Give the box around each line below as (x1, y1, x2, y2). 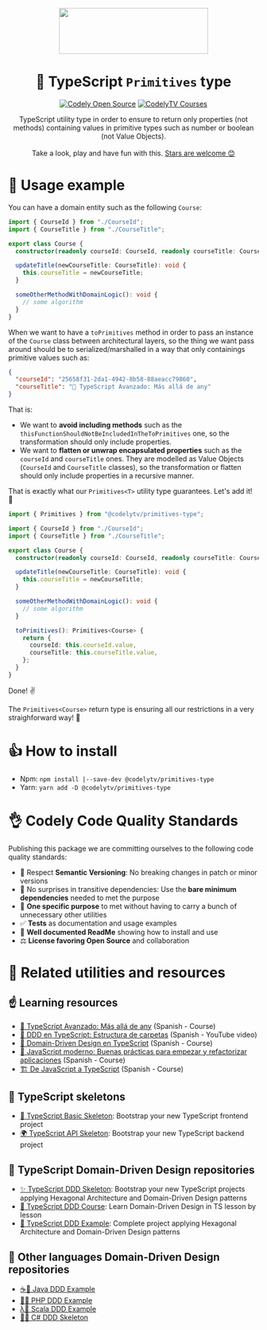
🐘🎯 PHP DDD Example (19, 1296, 93, 1305)
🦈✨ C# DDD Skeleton (19, 1312, 89, 1322)
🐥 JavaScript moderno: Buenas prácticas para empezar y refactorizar (19, 1046, 248, 1056)
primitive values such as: (8, 353, 90, 362)
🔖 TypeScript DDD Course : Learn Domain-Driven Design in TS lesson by (19, 1202, 257, 1211)
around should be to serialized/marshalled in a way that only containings (8, 344, 246, 354)
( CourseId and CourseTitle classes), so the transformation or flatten (19, 463, 242, 471)
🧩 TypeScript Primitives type (35, 72, 232, 91)
